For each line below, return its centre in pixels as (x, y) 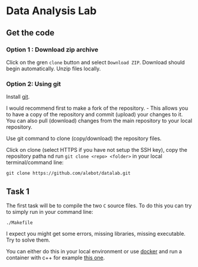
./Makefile (20, 223)
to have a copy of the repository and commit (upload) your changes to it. (95, 115)
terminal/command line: (35, 162)
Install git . (18, 97)
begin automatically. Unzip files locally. (53, 69)
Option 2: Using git (33, 84)
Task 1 (18, 191)
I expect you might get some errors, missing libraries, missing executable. (96, 233)
